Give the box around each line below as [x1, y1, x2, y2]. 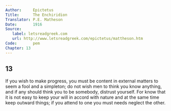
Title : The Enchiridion [5, 12, 68, 17]
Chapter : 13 [5, 46, 31, 51]
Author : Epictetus [5, 7, 54, 13]
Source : [5, 27, 22, 32]
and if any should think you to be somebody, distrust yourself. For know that [5, 89, 166, 95]
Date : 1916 [5, 21, 42, 27]
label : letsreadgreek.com [12, 31, 68, 36]
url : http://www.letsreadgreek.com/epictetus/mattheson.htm [12, 36, 143, 41]
